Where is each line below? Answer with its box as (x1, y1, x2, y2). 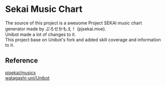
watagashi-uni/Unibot (5, 75, 50, 81)
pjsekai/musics (5, 70, 36, 76)
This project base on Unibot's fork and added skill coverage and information (5, 36, 162, 43)
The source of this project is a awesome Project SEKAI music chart (5, 20, 142, 26)
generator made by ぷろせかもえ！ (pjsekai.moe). (5, 26, 106, 32)
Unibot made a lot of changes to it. (5, 31, 76, 37)
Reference (5, 56, 38, 65)
